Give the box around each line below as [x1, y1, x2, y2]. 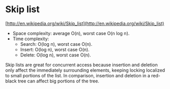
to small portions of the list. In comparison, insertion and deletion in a [5, 72, 150, 78]
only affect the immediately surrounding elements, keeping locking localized [5, 67, 165, 73]
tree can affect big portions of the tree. [17, 78, 99, 84]
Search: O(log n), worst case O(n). [20, 41, 93, 47]
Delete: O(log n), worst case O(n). [20, 52, 91, 58]
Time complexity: [12, 36, 49, 42]
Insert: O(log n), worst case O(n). [20, 46, 90, 52]
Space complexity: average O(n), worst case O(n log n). [12, 30, 130, 36]
